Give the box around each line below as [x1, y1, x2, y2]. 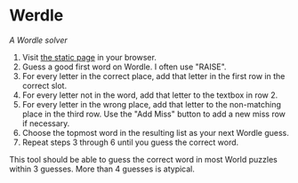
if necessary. [21, 117, 70, 129]
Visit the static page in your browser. [21, 52, 157, 62]
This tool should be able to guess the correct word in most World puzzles [9, 154, 278, 164]
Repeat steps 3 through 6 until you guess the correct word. [21, 137, 239, 147]
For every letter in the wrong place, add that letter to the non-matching [21, 99, 282, 109]
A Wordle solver [9, 35, 68, 45]
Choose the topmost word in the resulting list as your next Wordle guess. [21, 127, 289, 138]
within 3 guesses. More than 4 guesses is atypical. [9, 163, 196, 174]
